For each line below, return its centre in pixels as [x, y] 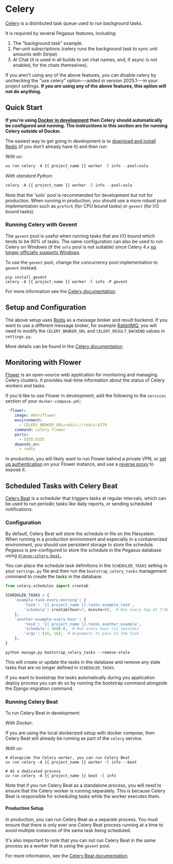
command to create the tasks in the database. [54, 577]
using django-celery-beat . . [34, 556]
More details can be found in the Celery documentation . [65, 346]
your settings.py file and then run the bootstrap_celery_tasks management [86, 571]
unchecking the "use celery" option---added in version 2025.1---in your [82, 80]
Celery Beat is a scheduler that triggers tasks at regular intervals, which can [86, 498]
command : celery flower [40, 430]
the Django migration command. [39, 688]
